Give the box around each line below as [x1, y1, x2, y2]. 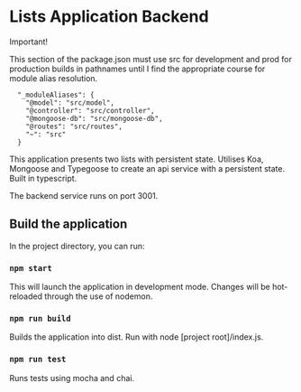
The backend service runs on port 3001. [9, 190, 159, 201]
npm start [9, 263, 52, 273]
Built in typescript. [9, 173, 78, 183]
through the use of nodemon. [44, 291, 153, 302]
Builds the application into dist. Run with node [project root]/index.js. [9, 331, 264, 342]
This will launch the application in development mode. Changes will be [9, 282, 270, 293]
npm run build [9, 313, 71, 323]
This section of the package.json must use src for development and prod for [9, 53, 293, 64]
